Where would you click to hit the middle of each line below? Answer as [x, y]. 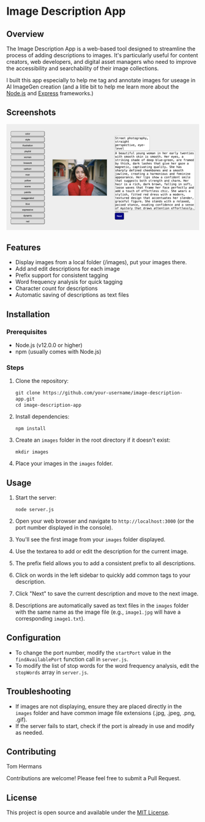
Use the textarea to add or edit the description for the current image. [102, 552]
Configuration [34, 638]
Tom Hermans [24, 767]
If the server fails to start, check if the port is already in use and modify [105, 726]
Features [24, 247]
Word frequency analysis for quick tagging [69, 282]
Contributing [31, 752]
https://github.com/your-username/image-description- [113, 393]
